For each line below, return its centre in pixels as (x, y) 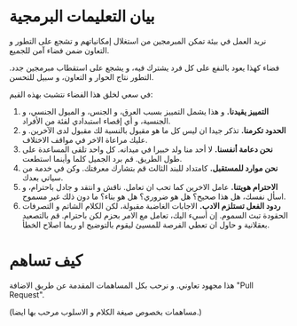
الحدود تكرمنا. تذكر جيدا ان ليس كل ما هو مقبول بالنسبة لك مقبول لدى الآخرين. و (154, 130)
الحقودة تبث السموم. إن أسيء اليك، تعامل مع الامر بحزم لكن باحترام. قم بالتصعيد (155, 215)
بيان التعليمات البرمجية (82, 16)
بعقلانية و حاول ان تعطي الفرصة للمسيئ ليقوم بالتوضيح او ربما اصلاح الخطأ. (146, 225)
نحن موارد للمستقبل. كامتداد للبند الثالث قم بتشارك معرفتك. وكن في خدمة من (150, 168)
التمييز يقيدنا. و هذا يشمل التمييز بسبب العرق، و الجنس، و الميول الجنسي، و (145, 111)
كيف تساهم (46, 261)
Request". (27, 294)
